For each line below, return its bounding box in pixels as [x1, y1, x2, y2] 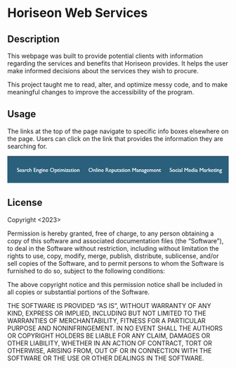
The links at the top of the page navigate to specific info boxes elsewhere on [7, 127, 229, 135]
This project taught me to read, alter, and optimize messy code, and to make [7, 80, 228, 89]
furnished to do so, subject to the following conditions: [7, 266, 165, 275]
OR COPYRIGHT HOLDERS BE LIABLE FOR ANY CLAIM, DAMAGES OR [7, 331, 211, 340]
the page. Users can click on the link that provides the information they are [7, 134, 223, 142]
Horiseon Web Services [7, 5, 148, 21]
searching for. [7, 142, 48, 150]
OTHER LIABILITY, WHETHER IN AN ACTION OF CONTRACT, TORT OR [7, 338, 212, 347]
